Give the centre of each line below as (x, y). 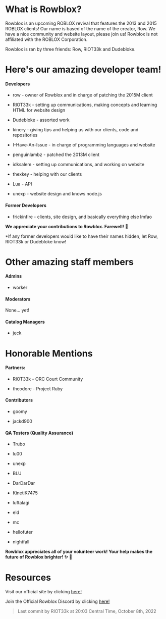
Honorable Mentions (49, 353)
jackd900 (22, 421)
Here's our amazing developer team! (83, 70)
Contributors (19, 400)
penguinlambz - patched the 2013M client (56, 154)
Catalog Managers (25, 322)
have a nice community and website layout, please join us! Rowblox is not (81, 34)
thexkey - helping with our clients (47, 174)
